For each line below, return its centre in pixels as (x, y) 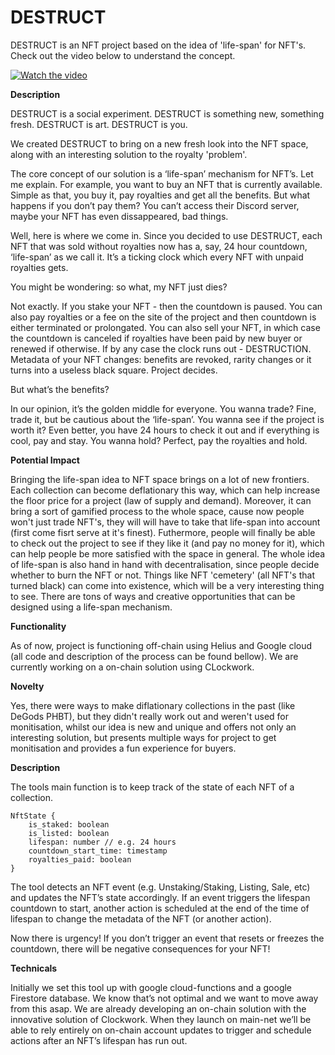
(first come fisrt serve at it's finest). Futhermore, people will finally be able (163, 532)
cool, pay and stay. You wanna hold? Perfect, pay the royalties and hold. (159, 440)
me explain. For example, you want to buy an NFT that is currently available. (166, 184)
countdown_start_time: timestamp (98, 851)
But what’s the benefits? (60, 389)
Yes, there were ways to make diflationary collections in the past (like (153, 705)
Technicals (34, 968)
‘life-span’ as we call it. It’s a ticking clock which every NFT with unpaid (157, 257)
